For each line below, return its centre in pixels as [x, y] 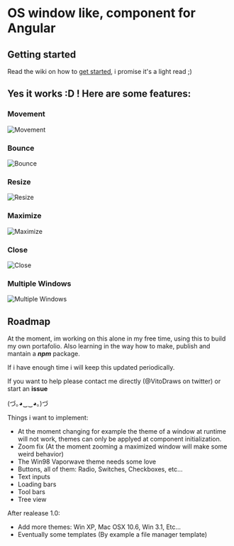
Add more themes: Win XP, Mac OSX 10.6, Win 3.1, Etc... [99, 527]
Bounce [21, 148]
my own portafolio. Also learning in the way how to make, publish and [109, 346]
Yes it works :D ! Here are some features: [99, 94]
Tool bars [32, 491]
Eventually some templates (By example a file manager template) [112, 534]
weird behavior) [40, 454]
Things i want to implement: [48, 417]
